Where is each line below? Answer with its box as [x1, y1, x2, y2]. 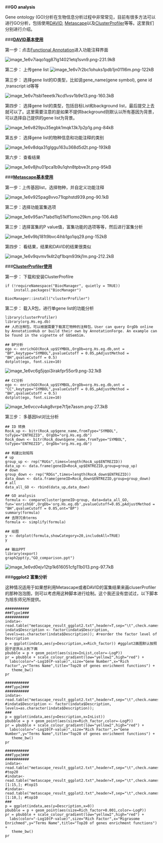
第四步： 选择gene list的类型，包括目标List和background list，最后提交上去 [5, 103, 155, 108]
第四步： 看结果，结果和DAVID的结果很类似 [5, 244, 91, 249]
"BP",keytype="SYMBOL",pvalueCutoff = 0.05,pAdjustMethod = [5, 351, 130, 356]
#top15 [24, 782, 38, 787]
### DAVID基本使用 [5, 36, 44, 42]
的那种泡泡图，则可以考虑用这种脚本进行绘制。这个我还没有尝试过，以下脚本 [5, 590, 158, 596]
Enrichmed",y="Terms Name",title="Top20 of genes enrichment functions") [5, 821, 158, 826]
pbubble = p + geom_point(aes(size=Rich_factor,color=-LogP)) [5, 719, 133, 723]
